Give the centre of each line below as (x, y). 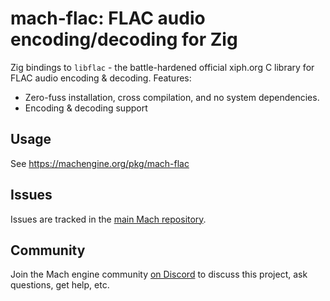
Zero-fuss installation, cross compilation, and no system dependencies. (172, 97)
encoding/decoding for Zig (124, 39)
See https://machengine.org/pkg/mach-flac (100, 163)
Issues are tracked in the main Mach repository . (108, 219)
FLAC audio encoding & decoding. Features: (101, 78)
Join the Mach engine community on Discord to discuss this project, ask (159, 274)
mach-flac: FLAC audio (108, 18)
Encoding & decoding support (86, 108)
